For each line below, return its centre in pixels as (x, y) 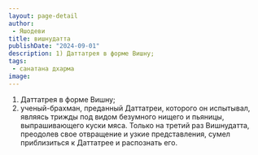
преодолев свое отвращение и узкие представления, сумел (125, 134)
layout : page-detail (44, 16)
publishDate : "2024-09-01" (54, 46)
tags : (17, 62)
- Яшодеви (28, 31)
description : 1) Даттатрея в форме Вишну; (81, 54)
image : (20, 76)
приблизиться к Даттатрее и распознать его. (98, 142)
